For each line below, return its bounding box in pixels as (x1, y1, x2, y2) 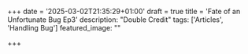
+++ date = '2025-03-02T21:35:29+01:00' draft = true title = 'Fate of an (7, 7, 241, 16)
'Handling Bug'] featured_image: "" (7, 23, 121, 32)
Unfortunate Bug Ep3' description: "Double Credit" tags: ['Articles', (7, 15, 224, 24)
